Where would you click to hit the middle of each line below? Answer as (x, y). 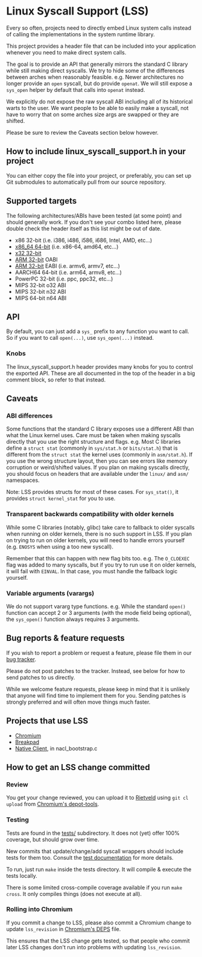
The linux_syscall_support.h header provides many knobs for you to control (100, 366)
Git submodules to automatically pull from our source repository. (86, 182)
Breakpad (27, 742)
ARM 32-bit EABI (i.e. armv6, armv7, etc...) (68, 266)
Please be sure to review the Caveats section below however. (82, 132)
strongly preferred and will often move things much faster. (78, 702)
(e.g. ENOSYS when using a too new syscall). (60, 547)
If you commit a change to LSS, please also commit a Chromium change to (99, 923)
